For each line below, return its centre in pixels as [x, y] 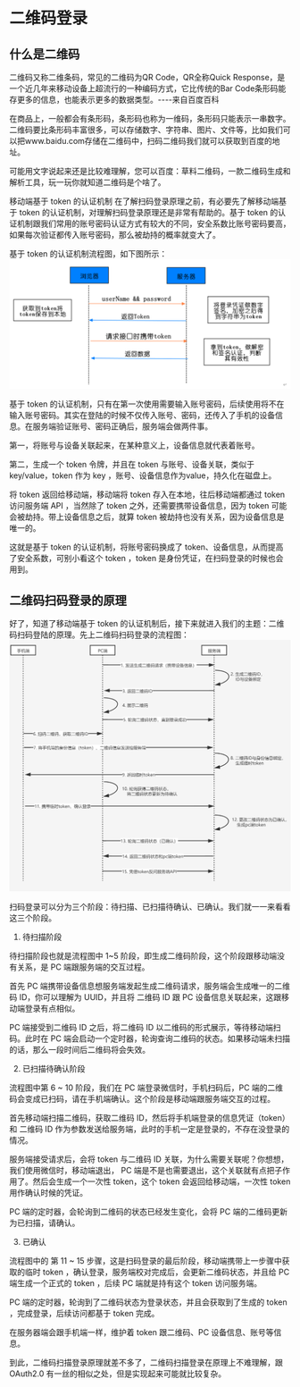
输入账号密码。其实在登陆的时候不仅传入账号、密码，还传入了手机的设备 [142, 416]
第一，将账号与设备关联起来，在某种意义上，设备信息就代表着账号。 [134, 446]
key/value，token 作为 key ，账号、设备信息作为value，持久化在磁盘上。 [143, 475]
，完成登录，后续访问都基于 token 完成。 [84, 1314]
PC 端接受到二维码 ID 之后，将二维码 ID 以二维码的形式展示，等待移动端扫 [145, 1028]
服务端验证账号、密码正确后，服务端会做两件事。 [122, 426]
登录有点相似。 [52, 1009]
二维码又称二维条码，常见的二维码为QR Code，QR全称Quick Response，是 [147, 77]
